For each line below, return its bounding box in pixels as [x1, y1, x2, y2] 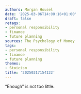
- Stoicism [5, 66, 27, 71]
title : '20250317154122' [5, 70, 55, 75]
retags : [5, 20, 21, 26]
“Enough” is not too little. [5, 83, 55, 89]
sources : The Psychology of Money [5, 39, 75, 44]
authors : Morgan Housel [5, 7, 53, 12]
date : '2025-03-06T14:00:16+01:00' [5, 12, 77, 16]
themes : [5, 61, 21, 66]
